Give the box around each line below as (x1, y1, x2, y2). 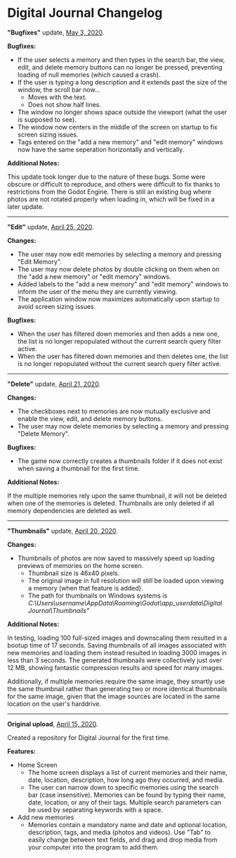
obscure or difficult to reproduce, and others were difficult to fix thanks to (7, 179, 221, 188)
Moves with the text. (27, 93, 87, 101)
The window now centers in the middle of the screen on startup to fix (17, 122, 218, 131)
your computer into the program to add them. (27, 843, 159, 851)
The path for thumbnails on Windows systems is (27, 591, 168, 600)
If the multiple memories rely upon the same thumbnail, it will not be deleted (7, 491, 227, 500)
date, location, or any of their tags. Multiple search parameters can (27, 797, 221, 807)
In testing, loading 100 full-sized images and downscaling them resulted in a (7, 633, 228, 642)
